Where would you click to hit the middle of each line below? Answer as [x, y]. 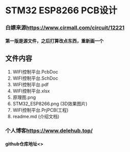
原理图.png [24, 97]
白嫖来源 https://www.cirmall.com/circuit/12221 [65, 28]
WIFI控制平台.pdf [31, 84]
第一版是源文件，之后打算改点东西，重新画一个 [54, 41]
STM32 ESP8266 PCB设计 [61, 10]
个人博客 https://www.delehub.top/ [49, 131]
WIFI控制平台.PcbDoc [35, 71]
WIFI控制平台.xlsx [31, 91]
